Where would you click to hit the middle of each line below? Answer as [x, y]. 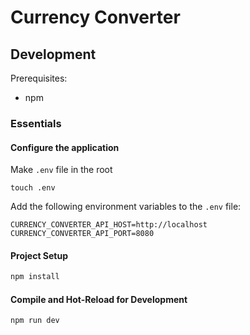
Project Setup [39, 255]
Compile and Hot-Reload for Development [99, 299]
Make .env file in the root [61, 170]
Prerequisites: [39, 78]
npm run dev [35, 321]
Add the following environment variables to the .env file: [126, 207]
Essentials [36, 123]
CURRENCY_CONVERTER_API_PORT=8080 [82, 234]
